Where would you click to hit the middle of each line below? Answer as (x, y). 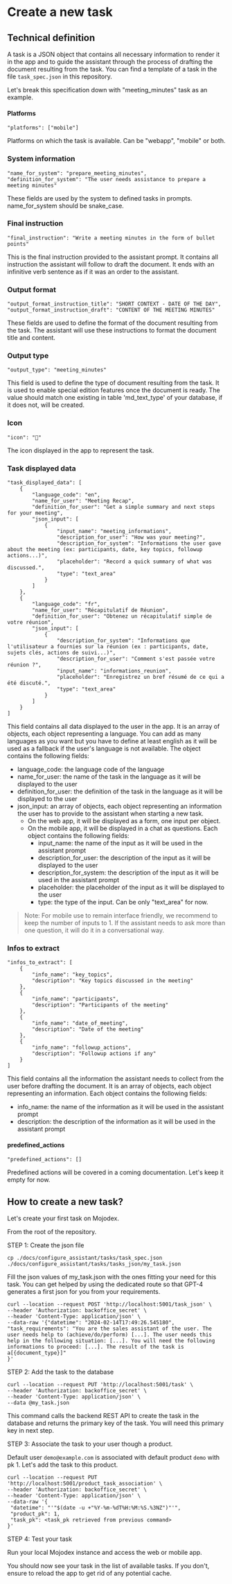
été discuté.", (29, 683)
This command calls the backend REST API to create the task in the (103, 1416)
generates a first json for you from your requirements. (84, 1292)
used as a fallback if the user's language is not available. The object (104, 748)
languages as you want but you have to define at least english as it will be (112, 741)
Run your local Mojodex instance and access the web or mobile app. (105, 1553)
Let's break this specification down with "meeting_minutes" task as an (107, 90)
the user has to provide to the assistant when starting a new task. (110, 814)
